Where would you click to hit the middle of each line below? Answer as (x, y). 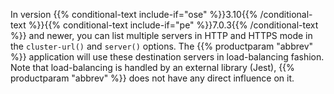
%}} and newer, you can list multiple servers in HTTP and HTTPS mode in (161, 35)
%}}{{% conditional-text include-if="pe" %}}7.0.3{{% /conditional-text (173, 25)
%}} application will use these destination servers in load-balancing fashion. (167, 57)
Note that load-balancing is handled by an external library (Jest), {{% (152, 67)
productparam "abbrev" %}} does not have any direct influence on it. (152, 78)
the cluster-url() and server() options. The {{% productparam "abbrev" (162, 46)
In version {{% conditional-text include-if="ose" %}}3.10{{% (134, 14)
